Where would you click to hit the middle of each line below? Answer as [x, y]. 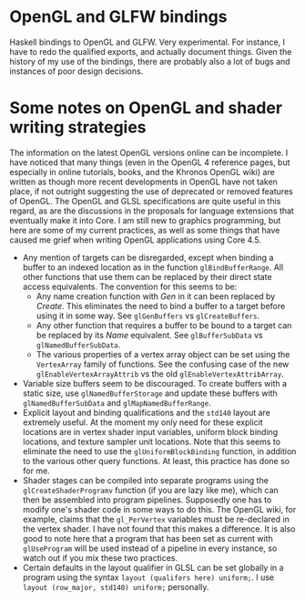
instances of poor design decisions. [76, 71]
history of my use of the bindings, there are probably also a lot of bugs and [150, 61]
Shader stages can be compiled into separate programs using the [145, 480]
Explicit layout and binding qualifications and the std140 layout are [147, 412]
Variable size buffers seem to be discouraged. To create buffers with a [155, 383]
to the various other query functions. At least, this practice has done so [156, 461]
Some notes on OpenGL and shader [146, 108]
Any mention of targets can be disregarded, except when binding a [148, 257]
